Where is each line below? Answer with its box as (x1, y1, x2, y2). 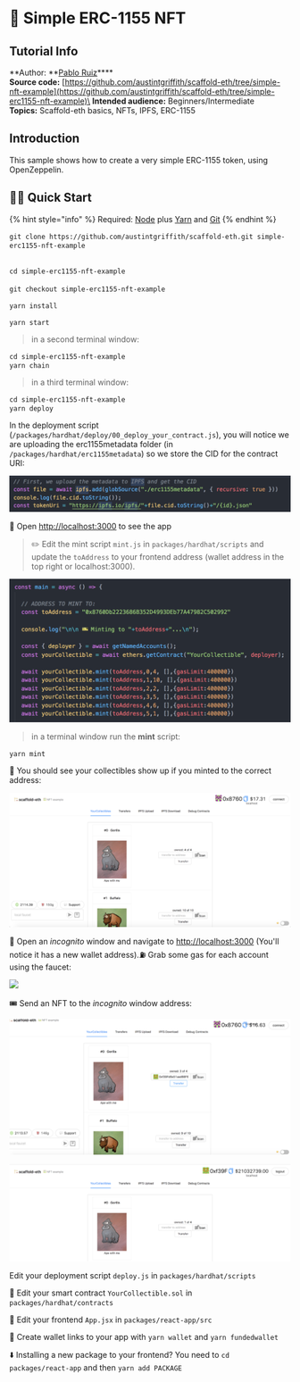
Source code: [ (9, 77, 65, 87)
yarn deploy (9, 404, 54, 413)
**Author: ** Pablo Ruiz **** (9, 67, 113, 78)
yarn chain (9, 361, 50, 370)
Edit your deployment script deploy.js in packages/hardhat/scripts (9, 1270, 256, 1281)
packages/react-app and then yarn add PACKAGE (9, 1362, 183, 1373)
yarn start (9, 318, 50, 327)
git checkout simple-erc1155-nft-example (9, 285, 166, 294)
